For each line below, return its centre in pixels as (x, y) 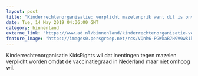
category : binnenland (33, 28)
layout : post (22, 11)
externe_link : (24, 33)
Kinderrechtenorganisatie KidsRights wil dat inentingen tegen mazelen (91, 55)
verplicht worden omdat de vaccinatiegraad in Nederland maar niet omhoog (98, 61)
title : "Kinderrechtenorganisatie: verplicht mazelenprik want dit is (95, 17)
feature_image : (25, 39)
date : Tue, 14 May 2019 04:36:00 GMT (52, 22)
